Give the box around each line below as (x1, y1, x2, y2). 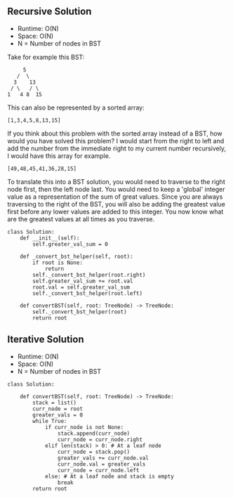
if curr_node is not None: (44, 424, 124, 431)
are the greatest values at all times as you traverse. (7, 214, 155, 223)
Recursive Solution (7, 6, 92, 18)
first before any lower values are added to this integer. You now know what (7, 207, 224, 216)
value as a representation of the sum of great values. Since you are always (7, 192, 223, 201)
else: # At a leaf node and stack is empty (44, 473, 174, 480)
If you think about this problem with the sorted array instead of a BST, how (7, 129, 222, 138)
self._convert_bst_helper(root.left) (32, 289, 142, 297)
